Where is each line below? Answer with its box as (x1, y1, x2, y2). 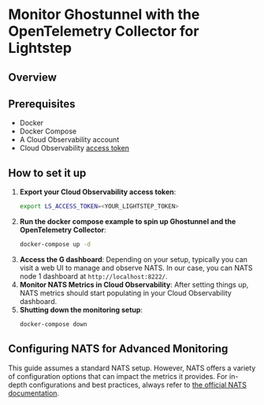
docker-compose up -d (19, 241, 91, 249)
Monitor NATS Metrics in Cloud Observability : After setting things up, (19, 279, 249, 289)
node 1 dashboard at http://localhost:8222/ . (19, 271, 168, 281)
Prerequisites (8, 97, 76, 111)
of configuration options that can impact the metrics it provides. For (8, 371, 228, 381)
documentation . (8, 388, 60, 398)
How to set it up (8, 166, 87, 179)
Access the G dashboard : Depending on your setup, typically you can (19, 254, 248, 264)
